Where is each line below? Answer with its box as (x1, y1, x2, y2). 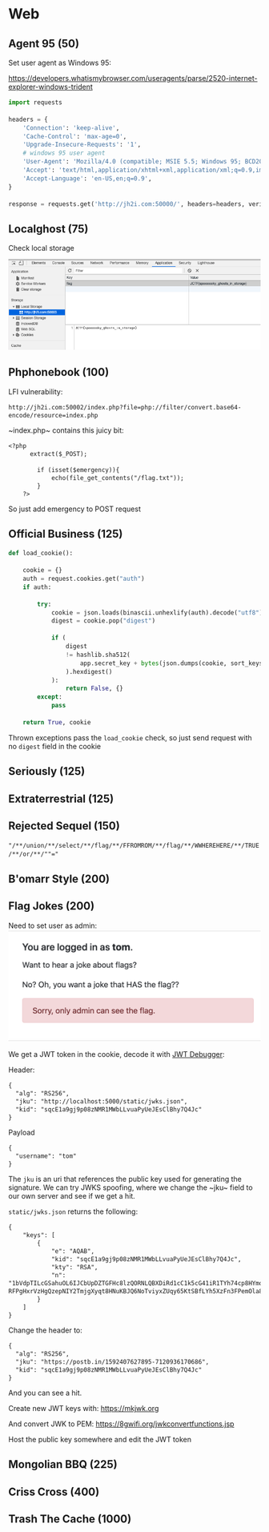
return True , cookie (22, 718, 91, 726)
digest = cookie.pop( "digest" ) (50, 617, 156, 625)
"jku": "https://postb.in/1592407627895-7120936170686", (15, 1358, 210, 1366)
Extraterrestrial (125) (8, 792, 114, 805)
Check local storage (8, 244, 74, 253)
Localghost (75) (8, 222, 89, 236)
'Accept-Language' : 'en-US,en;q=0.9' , (22, 174, 152, 183)
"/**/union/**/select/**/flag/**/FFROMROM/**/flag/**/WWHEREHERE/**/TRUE (8, 842, 260, 850)
